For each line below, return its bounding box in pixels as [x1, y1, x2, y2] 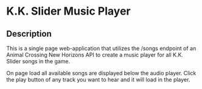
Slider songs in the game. [6, 58, 71, 65]
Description [6, 29, 52, 39]
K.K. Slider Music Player [6, 4, 131, 18]
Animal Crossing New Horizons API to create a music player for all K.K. [6, 51, 184, 59]
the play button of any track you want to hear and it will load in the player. [6, 76, 190, 83]
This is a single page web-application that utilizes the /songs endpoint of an [6, 44, 197, 52]
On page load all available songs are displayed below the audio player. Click [6, 69, 197, 77]
